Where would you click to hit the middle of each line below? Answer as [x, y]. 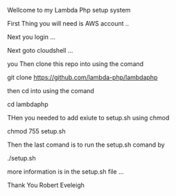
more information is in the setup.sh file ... [65, 172]
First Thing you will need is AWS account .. [68, 23]
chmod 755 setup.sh [36, 131]
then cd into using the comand [51, 91]
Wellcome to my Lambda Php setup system [69, 10]
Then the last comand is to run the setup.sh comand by [86, 145]
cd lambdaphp [28, 104]
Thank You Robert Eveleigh [46, 185]
